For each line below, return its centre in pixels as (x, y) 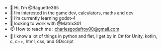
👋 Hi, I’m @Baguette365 (34, 8)
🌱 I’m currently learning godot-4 (43, 18)
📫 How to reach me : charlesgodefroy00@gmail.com (65, 29)
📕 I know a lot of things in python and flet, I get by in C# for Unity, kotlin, (83, 36)
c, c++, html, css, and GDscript (42, 41)
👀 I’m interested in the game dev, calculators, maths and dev (72, 13)
